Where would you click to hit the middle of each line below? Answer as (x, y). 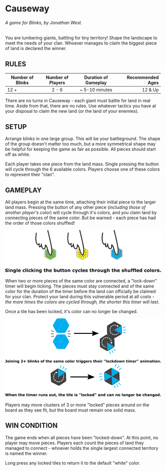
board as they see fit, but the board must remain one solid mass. (71, 410)
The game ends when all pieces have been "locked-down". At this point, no (82, 437)
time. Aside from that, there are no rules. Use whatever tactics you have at (81, 106)
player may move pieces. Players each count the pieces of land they (75, 443)
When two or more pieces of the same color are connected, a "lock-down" (81, 281)
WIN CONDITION (31, 426)
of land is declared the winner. (36, 48)
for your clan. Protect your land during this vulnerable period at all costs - (80, 297)
